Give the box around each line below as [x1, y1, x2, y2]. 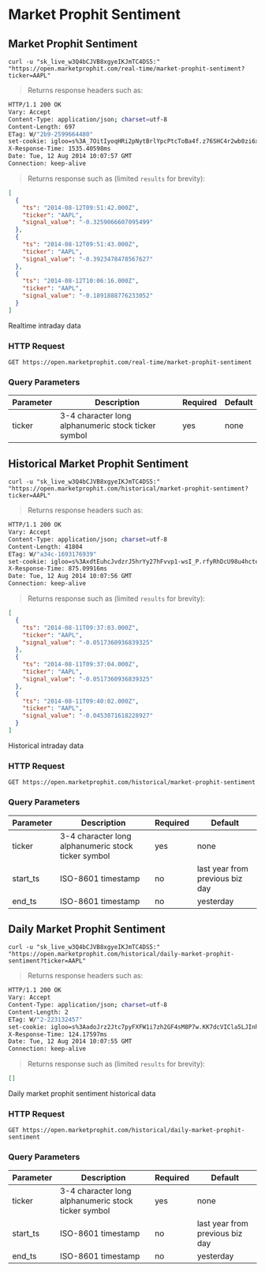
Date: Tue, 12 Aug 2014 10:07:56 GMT [8, 572, 132, 580]
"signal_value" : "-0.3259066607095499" [22, 219, 154, 227]
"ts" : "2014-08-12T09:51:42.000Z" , [22, 204, 140, 212]
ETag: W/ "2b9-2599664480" [8, 130, 93, 138]
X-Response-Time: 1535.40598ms [8, 144, 111, 153]
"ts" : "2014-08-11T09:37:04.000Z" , [22, 661, 140, 669]
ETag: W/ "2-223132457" [8, 1015, 83, 1023]
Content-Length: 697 [8, 122, 77, 131]
